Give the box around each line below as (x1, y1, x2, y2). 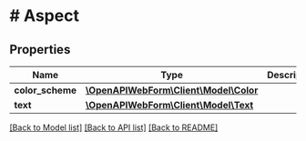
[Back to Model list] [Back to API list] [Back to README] (9, 122, 219, 133)
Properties (9, 42, 71, 57)
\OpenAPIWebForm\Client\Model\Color (85, 84, 259, 96)
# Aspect (9, 5, 80, 26)
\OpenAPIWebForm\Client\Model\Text (85, 99, 254, 111)
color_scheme (14, 84, 77, 96)
